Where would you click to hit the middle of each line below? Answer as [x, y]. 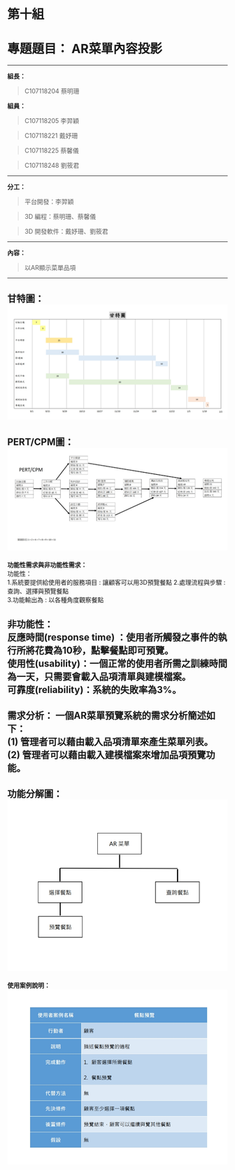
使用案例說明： [29, 985]
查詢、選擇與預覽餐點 [38, 591]
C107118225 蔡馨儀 [51, 150]
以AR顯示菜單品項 [50, 268]
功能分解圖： [35, 794]
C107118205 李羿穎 [51, 121]
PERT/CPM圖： [41, 442]
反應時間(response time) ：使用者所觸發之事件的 [113, 637]
